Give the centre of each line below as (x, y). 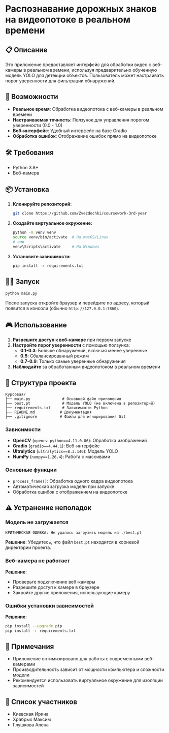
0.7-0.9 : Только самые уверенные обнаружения (73, 361)
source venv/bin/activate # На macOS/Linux (60, 237)
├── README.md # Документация (49, 412)
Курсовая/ (16, 394)
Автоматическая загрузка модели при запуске (63, 486)
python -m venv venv (34, 233)
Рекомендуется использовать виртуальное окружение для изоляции (88, 680)
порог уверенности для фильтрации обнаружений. (60, 81)
